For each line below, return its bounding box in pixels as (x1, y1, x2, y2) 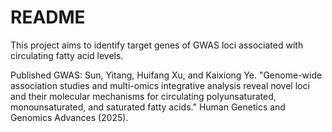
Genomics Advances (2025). (10, 111, 129, 123)
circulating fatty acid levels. (10, 49, 124, 61)
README (10, 6, 86, 29)
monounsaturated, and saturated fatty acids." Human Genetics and (10, 101, 286, 113)
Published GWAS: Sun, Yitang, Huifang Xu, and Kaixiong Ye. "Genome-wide (10, 69, 323, 81)
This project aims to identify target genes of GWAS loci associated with (10, 39, 304, 51)
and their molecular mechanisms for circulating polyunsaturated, (10, 90, 277, 102)
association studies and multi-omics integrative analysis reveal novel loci (10, 79, 310, 91)
